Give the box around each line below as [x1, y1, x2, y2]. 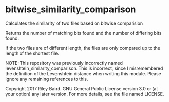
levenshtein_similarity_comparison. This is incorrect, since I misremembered [5, 65, 163, 71]
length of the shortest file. [5, 50, 59, 56]
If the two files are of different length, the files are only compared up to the [5, 45, 160, 51]
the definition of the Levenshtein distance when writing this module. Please [5, 70, 161, 76]
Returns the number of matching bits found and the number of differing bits [5, 30, 162, 36]
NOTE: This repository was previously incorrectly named [5, 60, 123, 66]
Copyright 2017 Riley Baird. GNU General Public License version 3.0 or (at [5, 85, 158, 91]
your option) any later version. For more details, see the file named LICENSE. [5, 91, 164, 97]
